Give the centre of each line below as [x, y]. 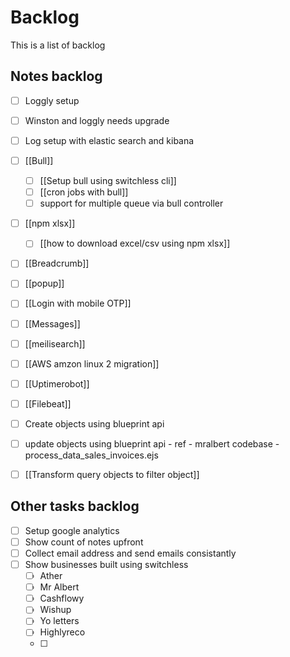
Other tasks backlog [75, 506]
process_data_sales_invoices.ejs [91, 455]
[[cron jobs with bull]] [84, 192]
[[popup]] [44, 283]
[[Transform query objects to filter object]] [112, 474]
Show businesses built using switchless [106, 564]
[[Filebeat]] [48, 403]
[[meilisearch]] [55, 343]
